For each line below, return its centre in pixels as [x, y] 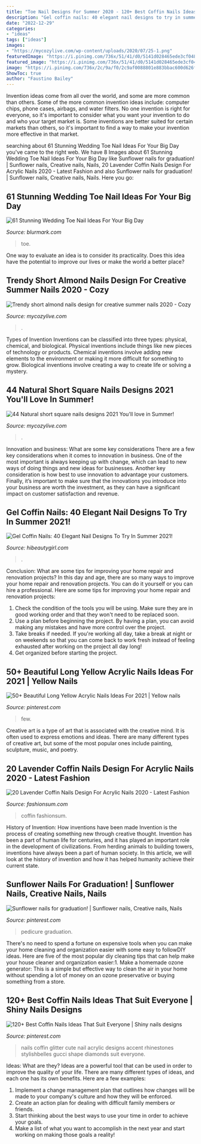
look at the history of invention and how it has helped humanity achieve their [100, 859]
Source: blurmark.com [34, 232]
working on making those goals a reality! [65, 1134]
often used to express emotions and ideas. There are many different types [98, 737]
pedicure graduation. [47, 931]
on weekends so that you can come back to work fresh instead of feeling [105, 640]
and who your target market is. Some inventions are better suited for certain [100, 121]
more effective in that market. [42, 134]
